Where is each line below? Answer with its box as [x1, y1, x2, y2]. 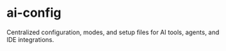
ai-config [6, 5, 62, 21]
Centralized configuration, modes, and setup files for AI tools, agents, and [6, 28, 220, 36]
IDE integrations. [6, 35, 55, 43]
